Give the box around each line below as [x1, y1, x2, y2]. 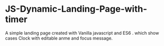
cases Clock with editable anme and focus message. [5, 35, 113, 41]
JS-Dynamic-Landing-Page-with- [5, 3, 148, 15]
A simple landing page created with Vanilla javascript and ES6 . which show [5, 30, 160, 36]
